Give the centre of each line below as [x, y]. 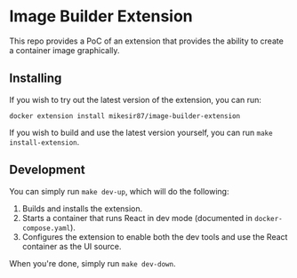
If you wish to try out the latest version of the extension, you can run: [136, 99]
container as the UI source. [72, 246]
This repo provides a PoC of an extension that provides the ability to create [147, 41]
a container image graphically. [64, 50]
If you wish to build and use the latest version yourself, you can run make [141, 132]
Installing [36, 79]
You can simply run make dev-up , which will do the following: [119, 191]
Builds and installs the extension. [82, 208]
